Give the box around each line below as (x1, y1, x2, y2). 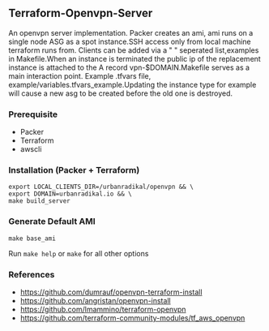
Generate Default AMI (8, 216, 96, 227)
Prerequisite (8, 109, 58, 120)
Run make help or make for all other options (8, 248, 149, 258)
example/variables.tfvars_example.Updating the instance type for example (8, 80, 257, 89)
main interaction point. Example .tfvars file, (8, 71, 152, 80)
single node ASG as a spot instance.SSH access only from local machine (8, 37, 251, 46)
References (8, 269, 55, 280)
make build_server (8, 197, 70, 205)
